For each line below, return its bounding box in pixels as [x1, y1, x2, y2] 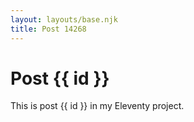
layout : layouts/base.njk [10, 14, 118, 25]
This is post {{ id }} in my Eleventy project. [10, 100, 185, 112]
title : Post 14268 [10, 24, 87, 34]
